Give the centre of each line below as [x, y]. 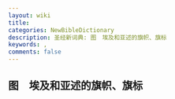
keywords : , [28, 45]
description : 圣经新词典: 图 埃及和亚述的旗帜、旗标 [87, 37]
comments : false [35, 52]
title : [19, 23]
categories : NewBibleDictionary [61, 30]
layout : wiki [30, 15]
